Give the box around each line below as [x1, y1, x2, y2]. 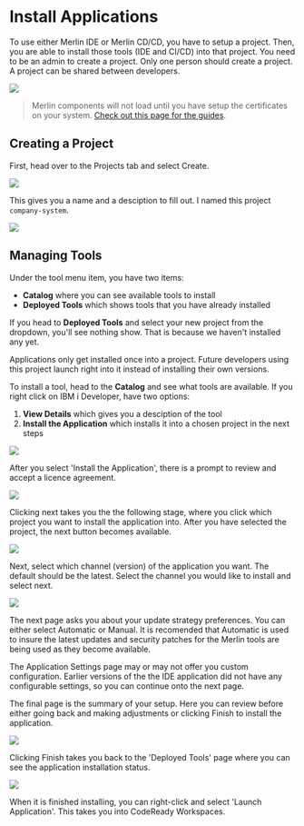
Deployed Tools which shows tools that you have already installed [22, 299, 270, 310]
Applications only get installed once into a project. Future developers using [9, 353, 289, 364]
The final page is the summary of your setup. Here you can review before [9, 698, 284, 709]
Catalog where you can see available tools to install [22, 289, 216, 301]
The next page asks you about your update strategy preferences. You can [9, 614, 286, 625]
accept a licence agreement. [9, 472, 116, 483]
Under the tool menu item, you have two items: [9, 272, 184, 283]
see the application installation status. [9, 761, 151, 772]
